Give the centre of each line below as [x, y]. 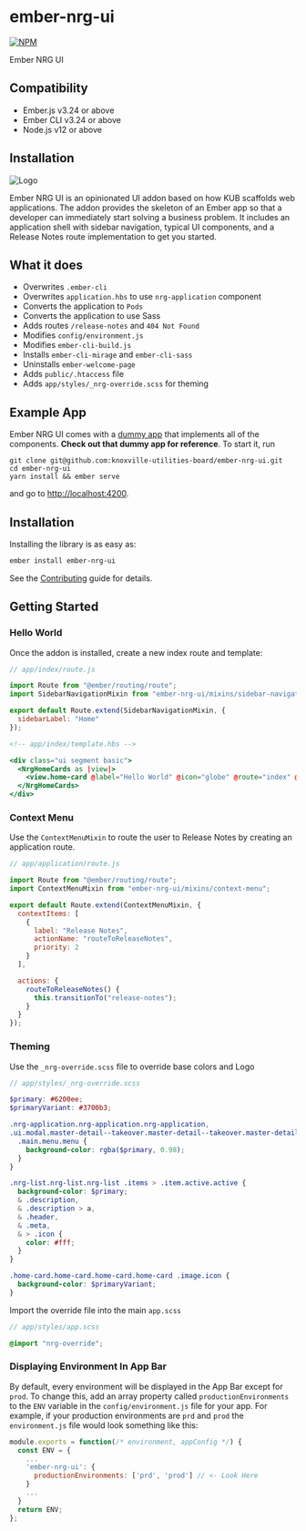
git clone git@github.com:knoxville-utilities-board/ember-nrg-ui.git [146, 461]
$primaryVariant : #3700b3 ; [61, 1108]
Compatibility [49, 88]
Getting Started [54, 607]
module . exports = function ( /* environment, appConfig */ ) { [126, 1442]
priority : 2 [56, 948]
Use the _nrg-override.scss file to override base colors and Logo [132, 1067]
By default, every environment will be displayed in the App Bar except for [147, 1386]
